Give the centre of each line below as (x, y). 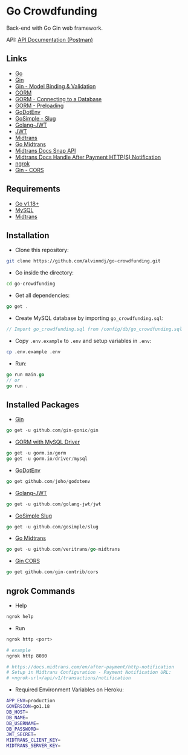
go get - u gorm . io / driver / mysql (47, 459)
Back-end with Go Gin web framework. (55, 28)
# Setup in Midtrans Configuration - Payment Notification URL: (89, 673)
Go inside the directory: (44, 273)
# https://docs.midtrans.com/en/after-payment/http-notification (90, 667)
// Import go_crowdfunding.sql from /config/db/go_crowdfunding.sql (94, 329)
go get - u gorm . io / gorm (36, 453)
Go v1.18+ (27, 204)
